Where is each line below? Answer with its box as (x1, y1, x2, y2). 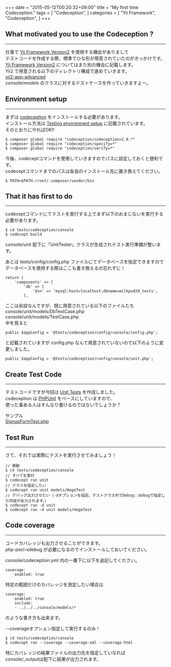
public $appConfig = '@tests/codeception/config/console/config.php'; (5, 330, 158, 336)
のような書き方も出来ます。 (5, 614, 63, 621)
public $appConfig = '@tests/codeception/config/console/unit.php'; (5, 356, 154, 362)
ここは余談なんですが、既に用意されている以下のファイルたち (5, 303, 134, 309)
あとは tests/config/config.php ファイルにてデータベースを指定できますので (5, 259, 164, 265)
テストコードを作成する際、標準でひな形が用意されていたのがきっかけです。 (5, 55, 165, 61)
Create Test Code (5, 370, 62, 379)
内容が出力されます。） (9, 498, 49, 504)
